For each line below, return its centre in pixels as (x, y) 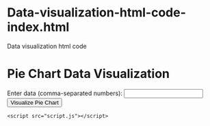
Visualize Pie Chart (35, 102)
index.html (38, 27)
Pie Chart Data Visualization (88, 74)
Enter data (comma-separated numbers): (65, 93)
